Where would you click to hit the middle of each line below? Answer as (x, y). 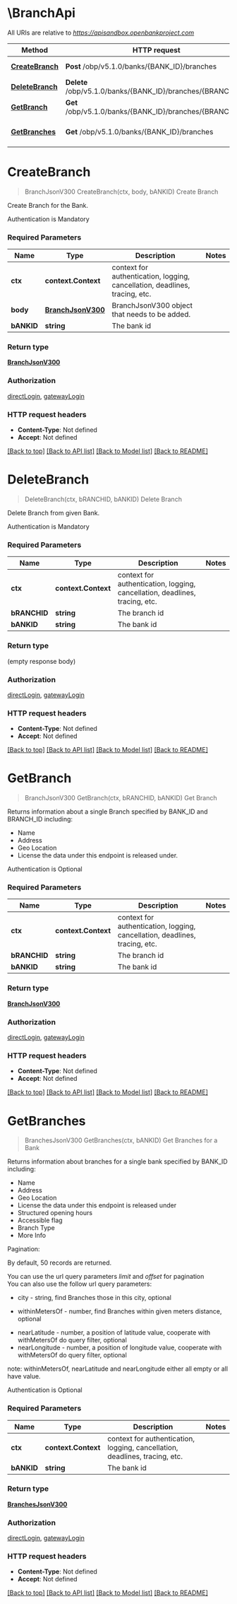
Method (34, 49)
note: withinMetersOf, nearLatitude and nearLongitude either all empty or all (117, 1369)
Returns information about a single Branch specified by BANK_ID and (108, 812)
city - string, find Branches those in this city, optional (94, 1298)
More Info (32, 1236)
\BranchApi (42, 13)
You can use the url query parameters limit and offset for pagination (106, 1277)
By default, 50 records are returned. (60, 1263)
